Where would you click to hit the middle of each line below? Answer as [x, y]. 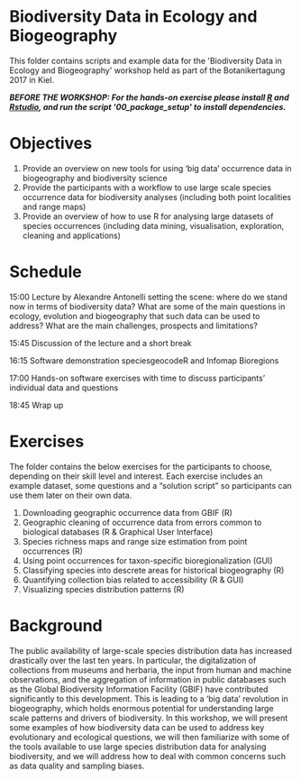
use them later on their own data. [71, 495]
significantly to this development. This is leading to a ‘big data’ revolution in [149, 698]
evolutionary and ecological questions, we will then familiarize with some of [150, 737]
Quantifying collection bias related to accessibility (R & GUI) [133, 580]
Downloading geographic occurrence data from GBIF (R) [127, 512]
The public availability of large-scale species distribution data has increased [151, 650]
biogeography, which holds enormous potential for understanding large [141, 708]
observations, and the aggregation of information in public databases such [148, 679]
